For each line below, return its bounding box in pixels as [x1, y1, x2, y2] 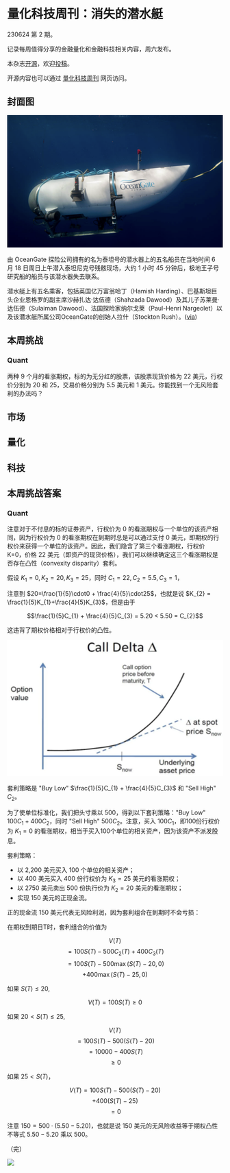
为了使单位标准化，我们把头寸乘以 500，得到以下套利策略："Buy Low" [7, 808, 206, 817]
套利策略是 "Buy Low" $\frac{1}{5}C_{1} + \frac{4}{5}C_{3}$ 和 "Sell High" [7, 784, 217, 793]
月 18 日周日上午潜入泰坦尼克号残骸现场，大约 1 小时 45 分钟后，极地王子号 [7, 263, 220, 271]
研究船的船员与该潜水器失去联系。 [7, 272, 103, 280]
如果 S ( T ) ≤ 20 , [7, 984, 50, 993]
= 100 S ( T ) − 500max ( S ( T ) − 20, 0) [67, 959, 164, 967]
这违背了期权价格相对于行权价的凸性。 [7, 626, 115, 634]
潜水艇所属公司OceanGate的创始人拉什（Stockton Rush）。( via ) [18, 313, 197, 321]
